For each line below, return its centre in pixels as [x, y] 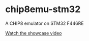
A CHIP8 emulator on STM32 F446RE [44, 23]
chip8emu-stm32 [43, 9]
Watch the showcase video [34, 33]
